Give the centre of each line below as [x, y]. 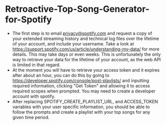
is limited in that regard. [36, 65]
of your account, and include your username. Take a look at [73, 43]
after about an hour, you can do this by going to [61, 75]
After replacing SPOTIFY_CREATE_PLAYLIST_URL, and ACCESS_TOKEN [85, 101]
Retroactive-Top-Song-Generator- [77, 9]
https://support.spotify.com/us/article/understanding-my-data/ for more [86, 49]
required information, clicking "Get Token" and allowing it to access [81, 85]
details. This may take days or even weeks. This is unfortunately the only [86, 54]
